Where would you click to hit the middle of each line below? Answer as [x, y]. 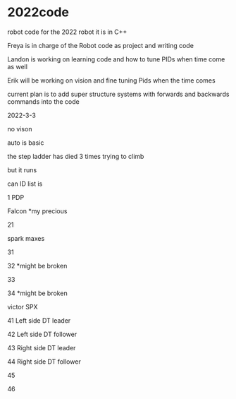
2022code [38, 12]
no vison [20, 129]
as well [18, 66]
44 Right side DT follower [44, 362]
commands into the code [43, 101]
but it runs [22, 169]
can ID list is [25, 184]
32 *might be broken [37, 266]
